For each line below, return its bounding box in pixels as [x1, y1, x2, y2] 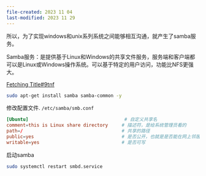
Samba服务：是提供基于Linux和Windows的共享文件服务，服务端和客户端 [6, 53, 190, 60]
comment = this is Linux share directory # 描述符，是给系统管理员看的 [6, 122, 187, 129]
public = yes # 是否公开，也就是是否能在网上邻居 [6, 134, 200, 140]
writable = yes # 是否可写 [6, 139, 146, 145]
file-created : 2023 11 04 [6, 9, 72, 15]
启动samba [6, 151, 35, 158]
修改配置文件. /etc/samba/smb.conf [6, 104, 94, 112]
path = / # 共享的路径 [6, 128, 150, 134]
